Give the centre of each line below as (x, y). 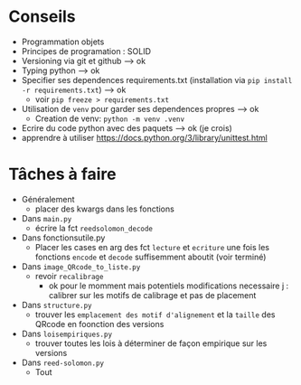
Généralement (48, 199)
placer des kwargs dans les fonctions (105, 209)
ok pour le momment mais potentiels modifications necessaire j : (169, 286)
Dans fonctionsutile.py (63, 238)
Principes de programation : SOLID (86, 51)
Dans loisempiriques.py (67, 333)
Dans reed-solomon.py (63, 362)
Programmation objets (63, 42)
